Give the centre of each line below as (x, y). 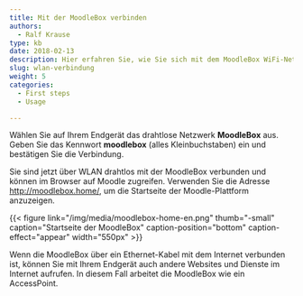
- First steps (44, 93)
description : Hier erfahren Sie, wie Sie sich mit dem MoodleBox (134, 60)
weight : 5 (28, 77)
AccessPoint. (34, 283)
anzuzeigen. (32, 200)
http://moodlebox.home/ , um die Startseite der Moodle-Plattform (129, 191)
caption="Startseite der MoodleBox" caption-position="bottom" (128, 227)
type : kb (26, 43)
